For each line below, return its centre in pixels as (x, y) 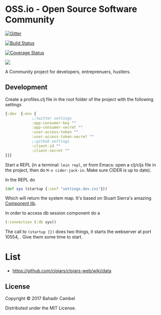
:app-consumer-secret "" (57, 128)
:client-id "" (46, 146)
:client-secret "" (51, 151)
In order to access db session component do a (53, 213)
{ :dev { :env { (21, 114)
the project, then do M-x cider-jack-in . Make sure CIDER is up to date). (78, 170)
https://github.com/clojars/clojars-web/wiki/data (62, 271)
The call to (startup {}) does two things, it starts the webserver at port (78, 232)
